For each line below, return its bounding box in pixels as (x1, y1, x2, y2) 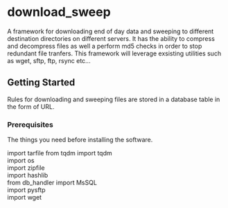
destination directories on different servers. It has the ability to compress (7, 34, 215, 42)
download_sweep (7, 4, 111, 20)
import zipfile (7, 164, 45, 172)
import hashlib (7, 171, 49, 180)
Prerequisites (7, 119, 53, 129)
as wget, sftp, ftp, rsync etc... (7, 56, 91, 64)
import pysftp (7, 186, 46, 194)
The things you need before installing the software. (7, 136, 153, 144)
